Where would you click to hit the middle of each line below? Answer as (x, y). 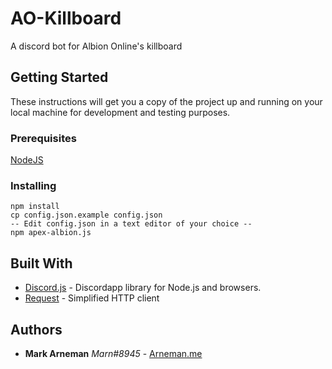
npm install (35, 207)
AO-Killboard (66, 18)
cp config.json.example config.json (86, 215)
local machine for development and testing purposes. (120, 112)
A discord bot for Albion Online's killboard (96, 46)
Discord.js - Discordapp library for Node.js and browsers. (143, 288)
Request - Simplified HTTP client (92, 298)
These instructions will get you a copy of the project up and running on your (166, 101)
